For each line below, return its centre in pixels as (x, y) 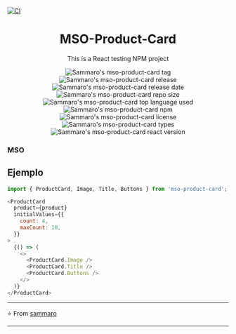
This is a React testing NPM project (118, 58)
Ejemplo (25, 173)
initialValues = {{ (39, 215)
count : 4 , (34, 221)
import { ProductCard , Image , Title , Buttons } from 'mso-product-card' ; (118, 189)
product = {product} (41, 208)
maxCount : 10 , (40, 228)
